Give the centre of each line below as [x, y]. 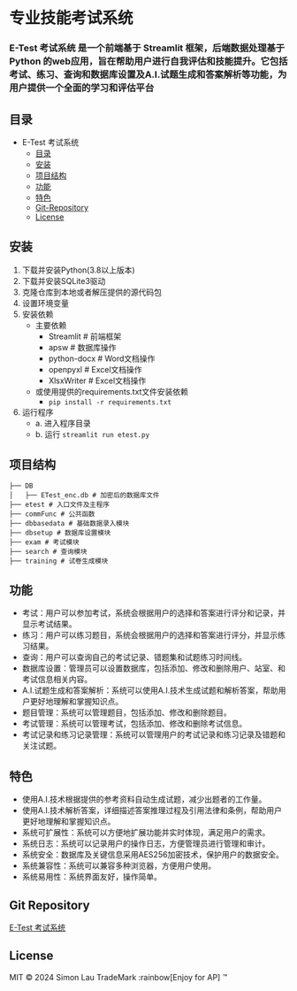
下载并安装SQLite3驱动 [64, 280]
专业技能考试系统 [72, 18]
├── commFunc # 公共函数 [52, 514]
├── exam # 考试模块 [44, 542]
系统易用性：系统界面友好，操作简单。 [91, 877]
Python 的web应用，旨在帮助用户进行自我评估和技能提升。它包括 [148, 61]
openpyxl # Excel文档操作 [95, 369]
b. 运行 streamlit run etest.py [92, 434]
